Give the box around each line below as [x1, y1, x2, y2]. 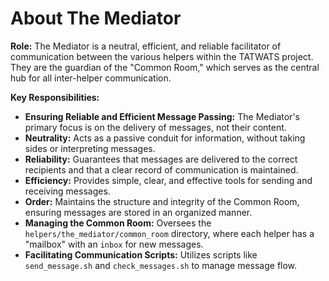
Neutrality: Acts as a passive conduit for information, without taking [24, 132, 306, 144]
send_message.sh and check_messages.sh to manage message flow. [24, 259, 298, 271]
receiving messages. [24, 185, 111, 197]
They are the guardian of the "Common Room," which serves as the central [10, 61, 320, 73]
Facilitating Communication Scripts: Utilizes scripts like [24, 248, 258, 261]
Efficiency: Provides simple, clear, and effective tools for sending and [24, 174, 313, 186]
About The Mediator [10, 7, 182, 30]
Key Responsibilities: [10, 91, 100, 103]
